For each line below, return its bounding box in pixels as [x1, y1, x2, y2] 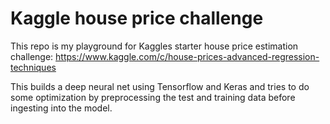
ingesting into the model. [10, 102, 113, 114]
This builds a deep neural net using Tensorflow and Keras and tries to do [10, 80, 310, 92]
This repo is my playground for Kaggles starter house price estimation [10, 40, 299, 52]
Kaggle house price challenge [10, 7, 264, 30]
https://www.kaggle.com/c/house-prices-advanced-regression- [55, 50, 320, 62]
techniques [10, 61, 57, 73]
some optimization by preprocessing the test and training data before [10, 91, 296, 103]
